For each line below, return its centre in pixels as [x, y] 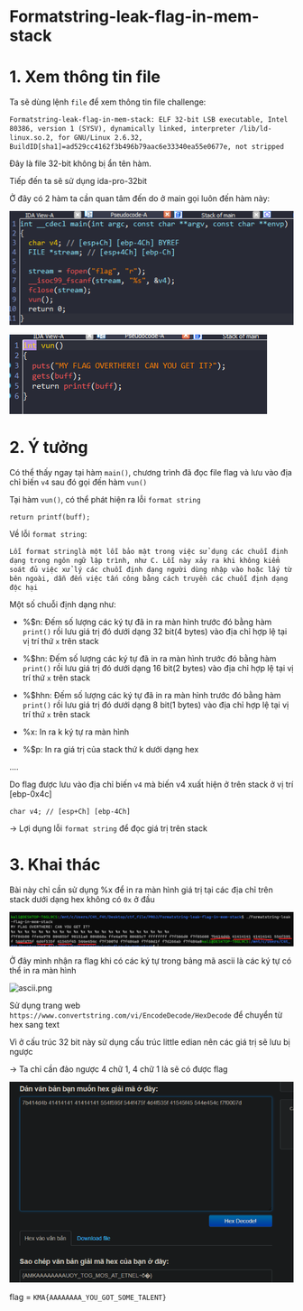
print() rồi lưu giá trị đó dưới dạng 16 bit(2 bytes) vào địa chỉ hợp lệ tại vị [158, 668]
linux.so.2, [32, 138]
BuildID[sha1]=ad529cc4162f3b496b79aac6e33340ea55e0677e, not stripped [147, 147]
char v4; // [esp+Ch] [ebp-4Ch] [70, 811]
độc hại [24, 587]
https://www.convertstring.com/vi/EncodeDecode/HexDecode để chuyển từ [146, 1015]
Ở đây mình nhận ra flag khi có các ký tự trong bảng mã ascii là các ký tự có [151, 960]
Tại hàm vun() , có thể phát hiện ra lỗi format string [105, 499]
